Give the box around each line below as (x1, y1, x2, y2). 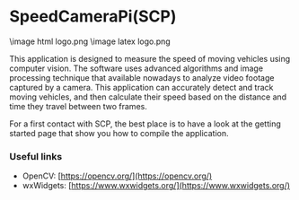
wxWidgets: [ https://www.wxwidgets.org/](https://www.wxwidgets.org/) (22, 180, 290, 191)
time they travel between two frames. (9, 100, 148, 111)
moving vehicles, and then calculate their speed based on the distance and (9, 91, 287, 102)
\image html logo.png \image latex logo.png (9, 36, 171, 47)
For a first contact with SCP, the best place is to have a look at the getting (9, 118, 281, 129)
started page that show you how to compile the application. (9, 127, 229, 138)
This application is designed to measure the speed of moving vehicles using (9, 53, 291, 64)
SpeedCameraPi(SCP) (9, 6, 177, 27)
